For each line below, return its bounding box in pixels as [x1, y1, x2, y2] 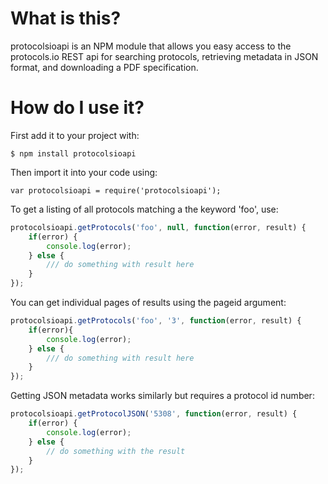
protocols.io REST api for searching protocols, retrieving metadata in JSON [10, 50, 319, 62]
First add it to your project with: [10, 129, 140, 141]
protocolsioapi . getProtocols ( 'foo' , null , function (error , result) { [10, 222, 307, 232]
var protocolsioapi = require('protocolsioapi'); [10, 185, 222, 196]
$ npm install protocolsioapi [10, 148, 137, 159]
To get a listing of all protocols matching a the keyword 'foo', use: [10, 203, 279, 215]
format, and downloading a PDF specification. [10, 61, 199, 73]
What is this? [10, 7, 122, 30]
